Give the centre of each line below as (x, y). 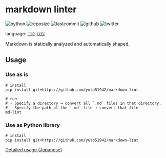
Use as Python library (33, 125)
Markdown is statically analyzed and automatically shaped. (67, 44)
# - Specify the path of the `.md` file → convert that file (72, 108)
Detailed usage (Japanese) (34, 149)
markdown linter (41, 9)
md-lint (14, 112)
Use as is (17, 74)
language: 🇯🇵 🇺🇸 (25, 33)
